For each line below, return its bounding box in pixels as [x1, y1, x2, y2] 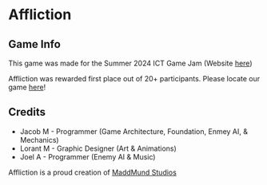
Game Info [8, 37, 62, 51]
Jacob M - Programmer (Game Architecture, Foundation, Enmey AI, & [19, 126, 249, 136]
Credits [8, 105, 46, 119]
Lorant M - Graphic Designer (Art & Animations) [19, 144, 177, 153]
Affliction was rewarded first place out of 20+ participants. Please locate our [8, 74, 261, 83]
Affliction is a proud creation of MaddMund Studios [8, 167, 177, 177]
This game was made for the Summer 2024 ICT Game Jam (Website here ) [8, 58, 253, 68]
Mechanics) [19, 135, 59, 144]
